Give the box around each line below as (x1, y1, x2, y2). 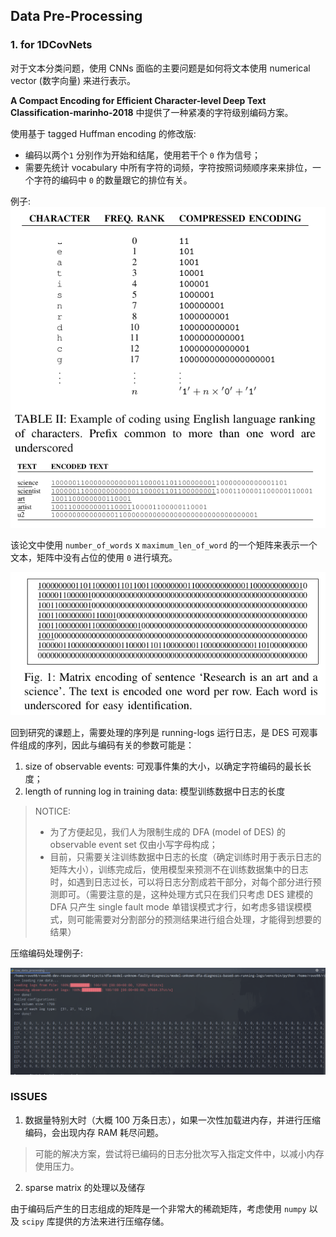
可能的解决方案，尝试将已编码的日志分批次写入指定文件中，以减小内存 (34, 1147, 325, 1159)
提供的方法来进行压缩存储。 (54, 1215, 170, 1227)
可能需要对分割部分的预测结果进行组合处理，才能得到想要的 (76, 913, 322, 925)
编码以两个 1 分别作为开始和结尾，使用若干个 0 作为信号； (24, 149, 261, 161)
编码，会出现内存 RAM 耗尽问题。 (24, 1126, 164, 1138)
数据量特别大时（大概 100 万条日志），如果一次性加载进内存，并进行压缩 (24, 1114, 322, 1126)
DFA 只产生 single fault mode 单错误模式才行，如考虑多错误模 (49, 900, 303, 913)
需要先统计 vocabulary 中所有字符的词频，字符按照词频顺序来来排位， (24, 161, 313, 173)
